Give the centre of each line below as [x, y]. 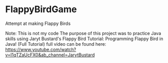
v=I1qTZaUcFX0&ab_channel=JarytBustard [50, 55]
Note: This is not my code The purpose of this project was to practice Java [83, 33]
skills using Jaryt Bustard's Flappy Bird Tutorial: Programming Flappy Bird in [84, 39]
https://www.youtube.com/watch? [41, 49]
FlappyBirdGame [41, 9]
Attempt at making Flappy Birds [38, 23]
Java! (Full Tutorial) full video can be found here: [56, 44]
